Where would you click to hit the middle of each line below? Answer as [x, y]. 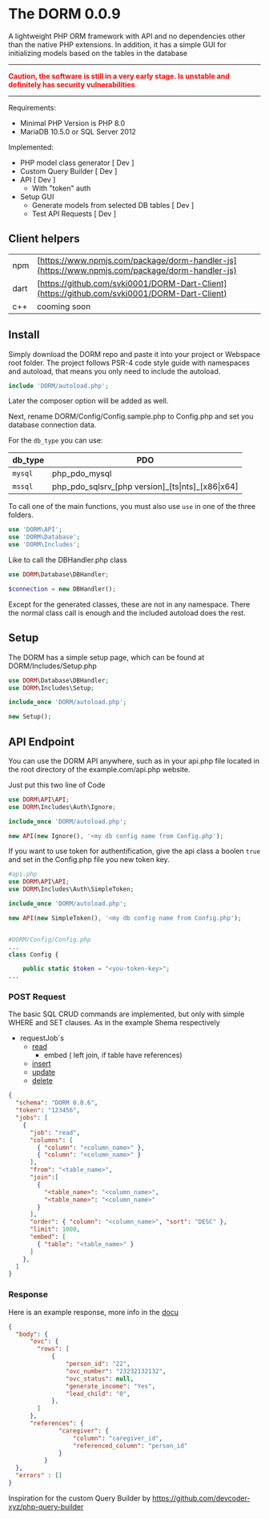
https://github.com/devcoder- [201, 1498]
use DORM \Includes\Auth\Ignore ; [62, 807]
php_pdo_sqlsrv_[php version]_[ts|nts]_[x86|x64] [145, 487]
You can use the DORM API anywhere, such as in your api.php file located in [134, 760]
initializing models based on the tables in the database [98, 53]
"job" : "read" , [55, 1132]
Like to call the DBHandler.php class [68, 560]
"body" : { [32, 1334]
